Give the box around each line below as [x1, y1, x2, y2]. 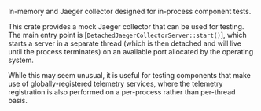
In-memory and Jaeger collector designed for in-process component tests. [8, 7, 252, 16]
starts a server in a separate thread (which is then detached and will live [8, 39, 242, 48]
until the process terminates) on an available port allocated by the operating [8, 47, 254, 56]
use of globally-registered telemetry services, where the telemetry [8, 79, 223, 88]
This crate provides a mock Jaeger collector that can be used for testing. [8, 22, 244, 31]
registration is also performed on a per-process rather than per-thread [8, 87, 236, 97]
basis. [8, 96, 28, 105]
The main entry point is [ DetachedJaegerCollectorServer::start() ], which [8, 31, 247, 39]
